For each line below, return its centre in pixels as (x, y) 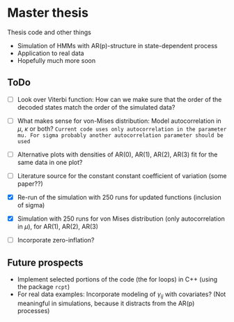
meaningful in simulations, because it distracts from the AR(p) (106, 303)
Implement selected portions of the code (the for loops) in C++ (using (117, 279)
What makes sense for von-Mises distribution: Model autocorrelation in (119, 121)
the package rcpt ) (44, 287)
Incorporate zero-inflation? (56, 240)
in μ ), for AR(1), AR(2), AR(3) (58, 227)
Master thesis (48, 13)
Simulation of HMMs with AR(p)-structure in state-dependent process (117, 45)
